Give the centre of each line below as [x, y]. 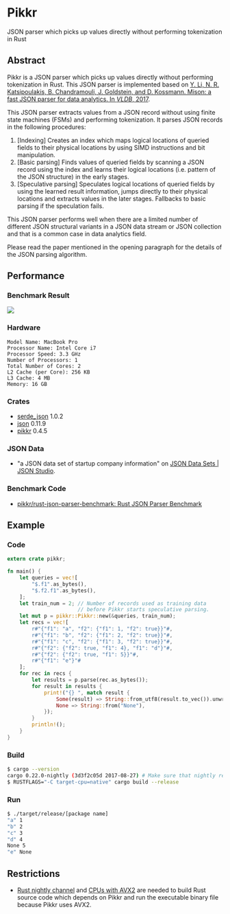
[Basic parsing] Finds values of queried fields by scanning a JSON [111, 162]
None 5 [16, 846]
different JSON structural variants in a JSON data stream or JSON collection [114, 226]
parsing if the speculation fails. [60, 206]
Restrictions [34, 873]
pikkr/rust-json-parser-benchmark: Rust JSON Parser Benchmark [110, 503]
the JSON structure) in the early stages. [73, 176]
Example [26, 526]
